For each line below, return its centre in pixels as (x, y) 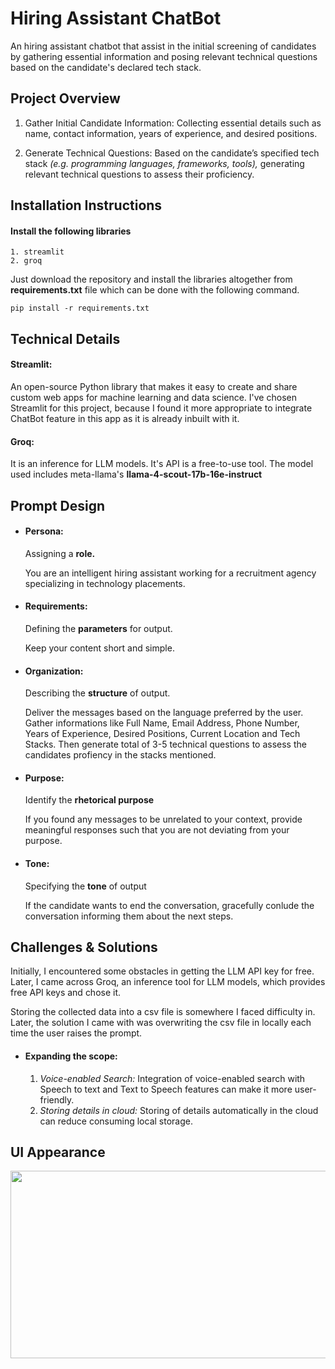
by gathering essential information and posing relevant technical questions (164, 56)
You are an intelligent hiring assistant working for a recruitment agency (170, 573)
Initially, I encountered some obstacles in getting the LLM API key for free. (162, 971)
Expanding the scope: (71, 1056)
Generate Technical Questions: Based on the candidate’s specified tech (172, 153)
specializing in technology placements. (105, 583)
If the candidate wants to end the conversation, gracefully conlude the (169, 905)
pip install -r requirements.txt (80, 308)
